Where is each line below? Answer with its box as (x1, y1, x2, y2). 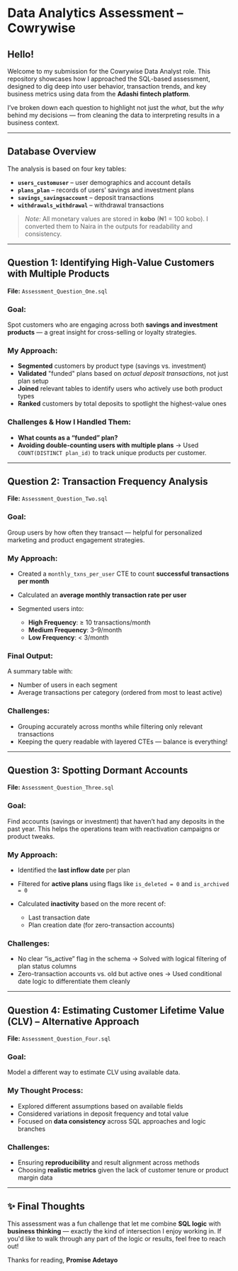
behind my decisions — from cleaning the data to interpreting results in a (7, 111, 220, 119)
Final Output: (7, 651, 53, 661)
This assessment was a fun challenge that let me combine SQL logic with (7, 1219, 221, 1228)
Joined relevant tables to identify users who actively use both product (17, 384, 223, 393)
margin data (17, 1173, 53, 1182)
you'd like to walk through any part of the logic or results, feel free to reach (7, 1234, 227, 1243)
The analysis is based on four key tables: (7, 164, 127, 173)
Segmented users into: (17, 604, 84, 612)
